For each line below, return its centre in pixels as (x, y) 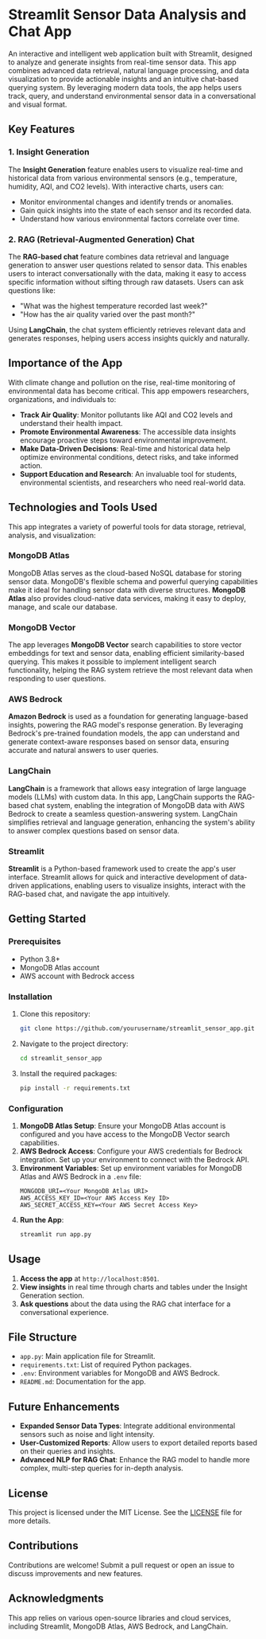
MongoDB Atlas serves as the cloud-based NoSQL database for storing (125, 573)
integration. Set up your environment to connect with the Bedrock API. (135, 1159)
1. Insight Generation (49, 152)
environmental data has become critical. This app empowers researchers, (129, 391)
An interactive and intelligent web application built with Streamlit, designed (130, 53)
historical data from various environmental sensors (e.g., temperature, (123, 178)
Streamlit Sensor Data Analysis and (127, 15)
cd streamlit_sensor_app (61, 1058)
